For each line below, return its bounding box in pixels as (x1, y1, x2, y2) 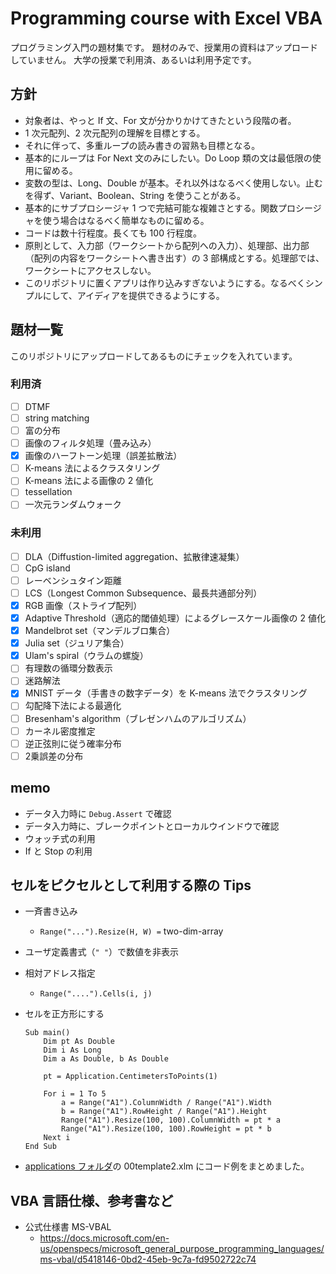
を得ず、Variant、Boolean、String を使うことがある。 (24, 189, 247, 201)
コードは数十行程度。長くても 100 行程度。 (24, 227, 202, 239)
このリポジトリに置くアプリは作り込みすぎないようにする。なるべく (24, 277, 306, 289)
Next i (43, 1133, 71, 1143)
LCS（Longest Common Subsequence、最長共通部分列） (24, 587, 263, 599)
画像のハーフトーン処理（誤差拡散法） (24, 450, 183, 462)
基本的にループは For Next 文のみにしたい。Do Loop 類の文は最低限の (24, 152, 313, 164)
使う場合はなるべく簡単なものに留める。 (42, 214, 210, 226)
